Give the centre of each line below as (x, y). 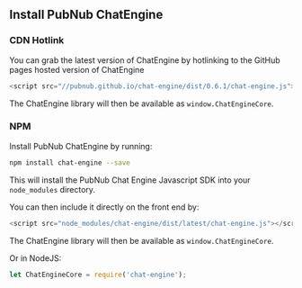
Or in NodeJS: (36, 258)
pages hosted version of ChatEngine (77, 69)
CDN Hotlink (37, 40)
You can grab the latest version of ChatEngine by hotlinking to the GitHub (145, 60)
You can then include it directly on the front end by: (104, 207)
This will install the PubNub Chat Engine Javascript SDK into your (130, 180)
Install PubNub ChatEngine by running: (81, 146)
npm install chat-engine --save (70, 162)
